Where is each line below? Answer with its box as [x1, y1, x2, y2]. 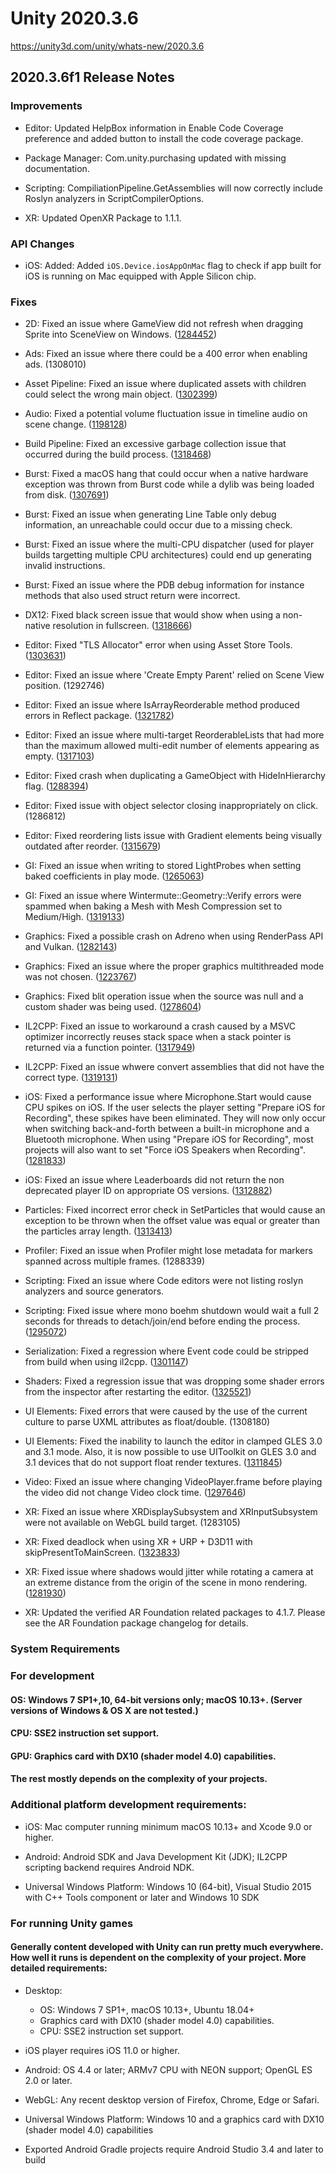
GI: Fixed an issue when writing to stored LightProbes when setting [24, 860, 302, 872]
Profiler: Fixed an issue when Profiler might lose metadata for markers [24, 1245, 313, 1257]
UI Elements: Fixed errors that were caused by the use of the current [24, 1405, 308, 1417]
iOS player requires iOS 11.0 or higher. [24, 2044, 180, 2056]
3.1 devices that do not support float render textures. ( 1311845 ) [24, 1457, 283, 1469]
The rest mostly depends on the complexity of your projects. [10, 1773, 268, 1785]
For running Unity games [10, 1916, 134, 1930]
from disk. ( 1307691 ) [24, 489, 110, 501]
